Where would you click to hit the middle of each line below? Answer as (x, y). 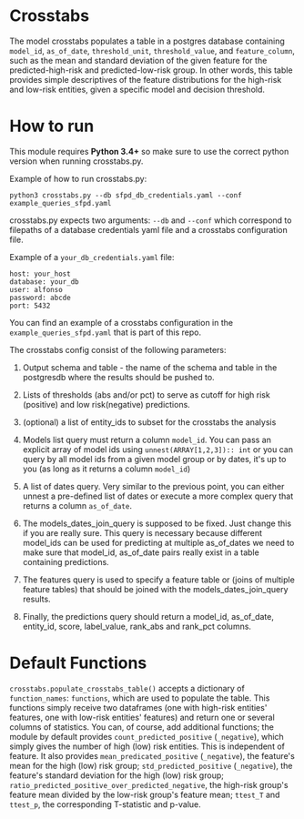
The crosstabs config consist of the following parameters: (118, 349)
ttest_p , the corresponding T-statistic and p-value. (106, 804)
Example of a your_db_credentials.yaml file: (92, 257)
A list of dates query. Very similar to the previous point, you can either (153, 486)
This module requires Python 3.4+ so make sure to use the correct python (149, 151)
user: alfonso (36, 289)
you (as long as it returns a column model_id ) (106, 469)
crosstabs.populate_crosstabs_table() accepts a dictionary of (127, 688)
